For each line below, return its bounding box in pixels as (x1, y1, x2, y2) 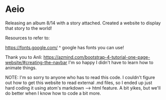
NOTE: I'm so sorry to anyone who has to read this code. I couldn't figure (5, 74, 156, 80)
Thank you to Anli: (5, 54, 42, 60)
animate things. (5, 65, 37, 71)
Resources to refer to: (5, 35, 50, 41)
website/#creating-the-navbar (5, 59, 67, 65)
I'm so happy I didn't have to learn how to (68, 59, 154, 65)
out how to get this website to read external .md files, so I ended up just (5, 80, 153, 86)
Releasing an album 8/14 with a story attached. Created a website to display (5, 20, 161, 26)
